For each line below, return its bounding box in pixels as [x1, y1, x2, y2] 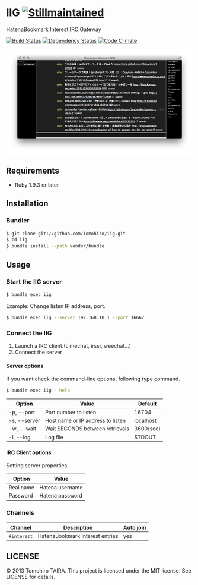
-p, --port [8, 408, 36, 416]
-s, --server [8, 417, 40, 424]
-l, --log [8, 433, 31, 441]
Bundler [6, 216, 30, 225]
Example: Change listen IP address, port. [6, 302, 106, 309]
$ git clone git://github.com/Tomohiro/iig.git [6, 231, 126, 237]
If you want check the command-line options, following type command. [6, 375, 181, 383]
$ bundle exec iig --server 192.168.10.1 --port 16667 [6, 314, 145, 320]
